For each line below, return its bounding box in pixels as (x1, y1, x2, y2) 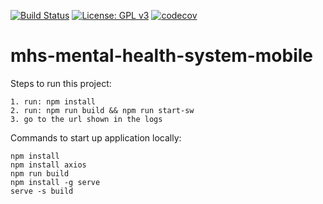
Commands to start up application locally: (10, 131, 182, 144)
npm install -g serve (10, 177, 101, 187)
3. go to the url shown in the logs (10, 114, 163, 124)
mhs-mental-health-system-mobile (10, 45, 314, 67)
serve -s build (10, 186, 74, 196)
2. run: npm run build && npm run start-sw (10, 105, 195, 115)
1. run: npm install (10, 96, 97, 107)
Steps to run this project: (10, 77, 112, 89)
